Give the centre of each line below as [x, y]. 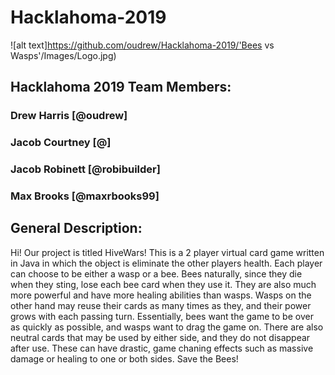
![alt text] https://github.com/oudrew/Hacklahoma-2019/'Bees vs [142, 45]
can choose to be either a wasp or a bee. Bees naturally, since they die [156, 273]
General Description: [76, 228]
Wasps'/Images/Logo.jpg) [63, 55]
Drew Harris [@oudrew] [69, 116]
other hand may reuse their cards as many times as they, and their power [161, 305]
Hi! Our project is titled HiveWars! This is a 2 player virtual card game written [167, 252]
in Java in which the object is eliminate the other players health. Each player [166, 263]
